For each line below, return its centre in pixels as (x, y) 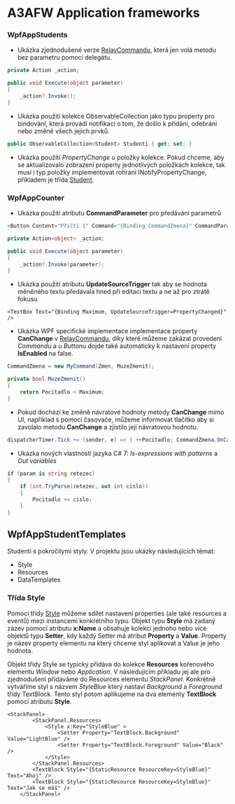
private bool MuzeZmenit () (47, 379)
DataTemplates (39, 579)
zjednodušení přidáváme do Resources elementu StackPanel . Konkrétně (112, 679)
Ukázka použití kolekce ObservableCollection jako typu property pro (116, 116)
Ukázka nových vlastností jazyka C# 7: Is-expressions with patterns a (117, 453)
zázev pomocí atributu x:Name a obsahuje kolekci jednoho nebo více (107, 628)
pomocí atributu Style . (40, 701)
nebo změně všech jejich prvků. (63, 130)
